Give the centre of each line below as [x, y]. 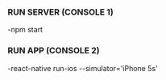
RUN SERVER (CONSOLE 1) [60, 12]
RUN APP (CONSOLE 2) [54, 51]
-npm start [25, 30]
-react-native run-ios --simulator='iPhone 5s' [83, 68]
